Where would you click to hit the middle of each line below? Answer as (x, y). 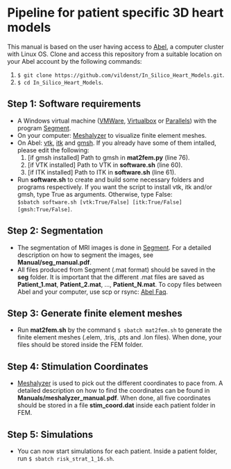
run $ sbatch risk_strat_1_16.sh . (66, 458)
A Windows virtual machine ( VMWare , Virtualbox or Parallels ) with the (117, 121)
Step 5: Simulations (50, 434)
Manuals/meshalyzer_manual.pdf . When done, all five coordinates (114, 398)
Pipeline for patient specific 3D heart (115, 13)
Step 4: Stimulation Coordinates (78, 366)
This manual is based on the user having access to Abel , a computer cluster (115, 46)
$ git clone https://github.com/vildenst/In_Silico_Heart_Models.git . (121, 75)
